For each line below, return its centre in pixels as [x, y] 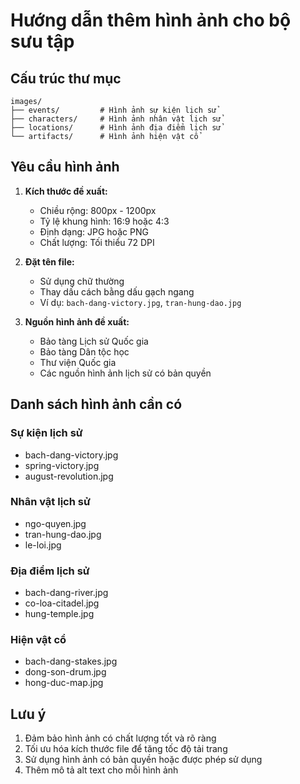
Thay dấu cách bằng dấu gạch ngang [117, 291]
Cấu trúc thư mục [66, 78]
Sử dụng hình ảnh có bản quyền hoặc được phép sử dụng [143, 760]
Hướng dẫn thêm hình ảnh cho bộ [151, 20]
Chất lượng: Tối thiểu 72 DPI [97, 242]
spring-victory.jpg [62, 465]
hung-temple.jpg [59, 614]
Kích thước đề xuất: [66, 191]
